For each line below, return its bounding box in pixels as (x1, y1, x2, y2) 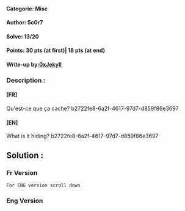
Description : (6, 76, 46, 84)
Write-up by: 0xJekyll (6, 61, 62, 68)
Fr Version (6, 168, 38, 177)
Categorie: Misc (6, 5, 48, 12)
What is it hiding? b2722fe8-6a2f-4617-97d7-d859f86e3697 (6, 132, 159, 140)
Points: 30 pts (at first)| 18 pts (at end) (6, 46, 106, 54)
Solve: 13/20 (6, 32, 39, 40)
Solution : (6, 150, 44, 160)
